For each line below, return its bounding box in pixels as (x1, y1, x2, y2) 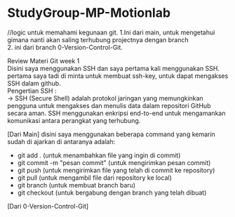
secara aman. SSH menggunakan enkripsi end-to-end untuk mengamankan (7, 109, 226, 117)
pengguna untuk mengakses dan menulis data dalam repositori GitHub (7, 101, 211, 110)
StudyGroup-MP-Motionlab (7, 5, 170, 21)
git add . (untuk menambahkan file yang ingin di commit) (17, 151, 181, 159)
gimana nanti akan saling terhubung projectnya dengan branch (7, 35, 189, 44)
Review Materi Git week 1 (7, 56, 80, 65)
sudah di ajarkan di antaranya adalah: (7, 137, 116, 145)
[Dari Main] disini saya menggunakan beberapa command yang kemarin (7, 130, 215, 138)
